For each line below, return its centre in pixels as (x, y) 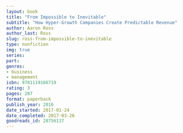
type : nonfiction (27, 45)
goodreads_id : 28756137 (35, 121)
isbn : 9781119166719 (31, 83)
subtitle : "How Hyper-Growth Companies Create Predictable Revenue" (92, 22)
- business (19, 72)
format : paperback (29, 99)
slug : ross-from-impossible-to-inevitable (59, 39)
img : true (18, 50)
